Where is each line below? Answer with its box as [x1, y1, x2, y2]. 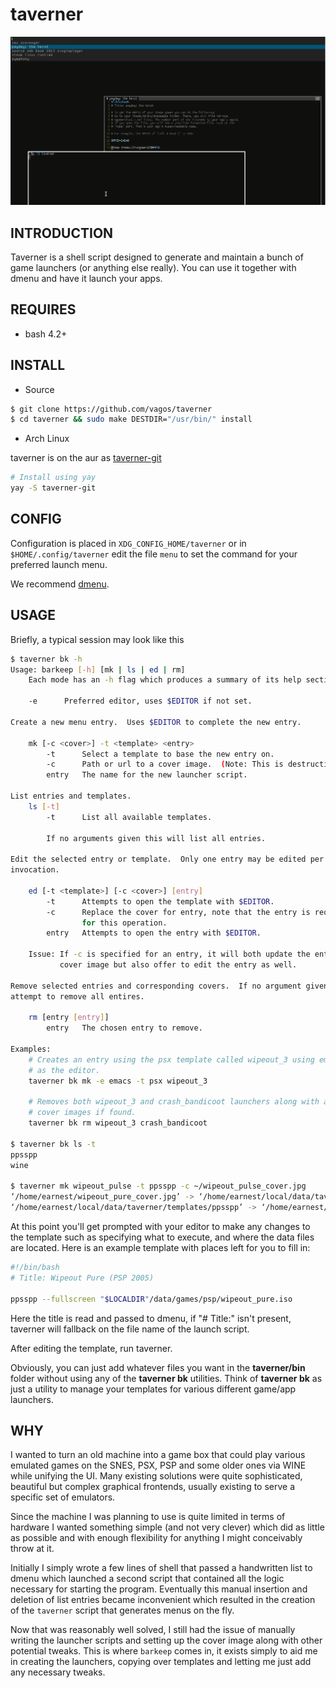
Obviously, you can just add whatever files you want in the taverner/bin [10, 1361, 306, 1373]
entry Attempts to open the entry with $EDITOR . [46, 928, 262, 938]
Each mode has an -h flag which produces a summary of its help [28, 675, 302, 685]
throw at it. [10, 1543, 55, 1555]
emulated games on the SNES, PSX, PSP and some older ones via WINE [10, 1459, 307, 1472]
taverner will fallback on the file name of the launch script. [10, 1323, 250, 1335]
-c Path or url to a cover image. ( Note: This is [46, 759, 284, 770]
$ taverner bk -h [10, 654, 83, 664]
